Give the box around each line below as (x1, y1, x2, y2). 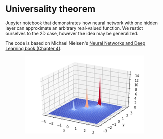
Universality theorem (5, 3, 96, 15)
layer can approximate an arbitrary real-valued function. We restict (5, 25, 143, 31)
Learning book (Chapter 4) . (5, 45, 62, 51)
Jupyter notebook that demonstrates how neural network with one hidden (5, 20, 158, 26)
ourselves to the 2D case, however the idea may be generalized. (5, 30, 139, 36)
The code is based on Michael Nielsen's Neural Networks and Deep (5, 40, 146, 46)
